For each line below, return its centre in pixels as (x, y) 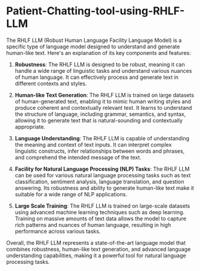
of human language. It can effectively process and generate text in (97, 77)
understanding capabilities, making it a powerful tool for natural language (96, 255)
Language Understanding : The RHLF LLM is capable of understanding (102, 138)
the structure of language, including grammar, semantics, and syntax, (100, 114)
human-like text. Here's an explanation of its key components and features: (99, 53)
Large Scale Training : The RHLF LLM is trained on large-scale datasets (102, 206)
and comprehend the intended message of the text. (78, 157)
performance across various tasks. (58, 231)
